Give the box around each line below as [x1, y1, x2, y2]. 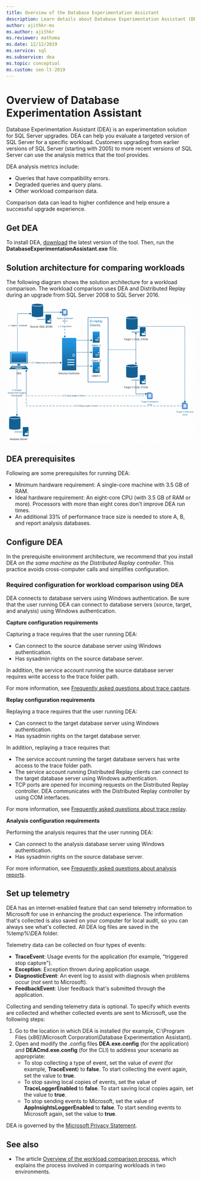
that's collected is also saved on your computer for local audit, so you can [6, 917, 188, 924]
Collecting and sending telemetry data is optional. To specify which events [6, 1003, 190, 1010]
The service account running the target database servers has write [14, 755, 180, 763]
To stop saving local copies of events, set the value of [23, 1079, 157, 1086]
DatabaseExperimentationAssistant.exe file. [6, 245, 118, 252]
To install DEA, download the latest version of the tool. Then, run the [6, 239, 175, 246]
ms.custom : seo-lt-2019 [6, 67, 66, 73]
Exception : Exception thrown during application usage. [14, 966, 151, 973]
